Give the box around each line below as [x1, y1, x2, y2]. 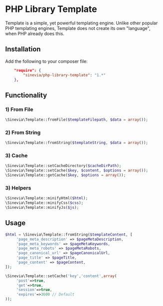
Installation [5, 45, 41, 53]
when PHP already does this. [5, 30, 65, 36]
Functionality [5, 91, 47, 99]
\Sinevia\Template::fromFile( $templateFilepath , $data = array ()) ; [5, 117, 149, 123]
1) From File [5, 106, 33, 113]
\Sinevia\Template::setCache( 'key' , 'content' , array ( [5, 273, 117, 279]
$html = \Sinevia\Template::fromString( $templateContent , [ [5, 232, 133, 237]
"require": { [14, 68, 41, 73]
